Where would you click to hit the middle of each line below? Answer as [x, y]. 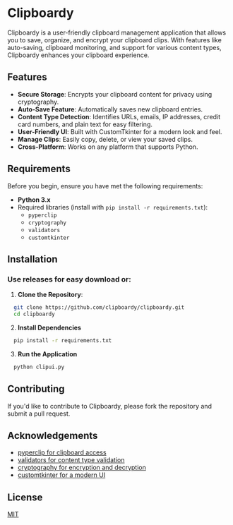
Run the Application [47, 354]
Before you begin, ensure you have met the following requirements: [105, 186]
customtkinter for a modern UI [61, 475]
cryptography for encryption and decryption [82, 468]
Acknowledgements [53, 435]
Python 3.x [34, 200]
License [25, 497]
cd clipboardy [34, 314]
